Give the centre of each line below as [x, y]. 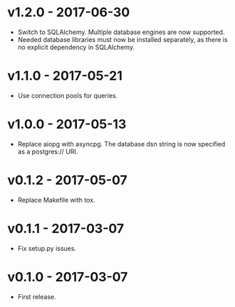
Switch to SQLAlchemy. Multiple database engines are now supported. [121, 32]
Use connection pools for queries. [68, 95]
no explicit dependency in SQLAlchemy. [76, 47]
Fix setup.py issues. [47, 248]
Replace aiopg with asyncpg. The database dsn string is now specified [121, 144]
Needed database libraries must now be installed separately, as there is [122, 39]
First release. [37, 296]
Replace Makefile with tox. [56, 200]
